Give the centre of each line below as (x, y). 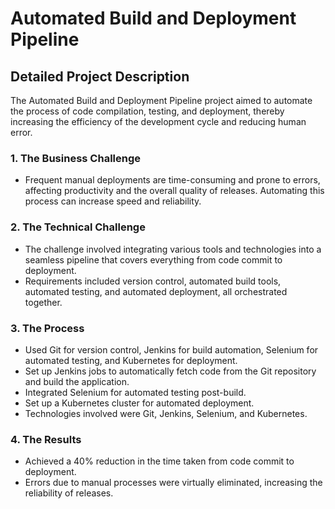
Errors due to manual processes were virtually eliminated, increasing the (173, 483)
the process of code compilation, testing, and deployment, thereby (147, 111)
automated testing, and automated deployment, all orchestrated (156, 291)
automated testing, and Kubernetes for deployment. (131, 360)
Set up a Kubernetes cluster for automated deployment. (139, 403)
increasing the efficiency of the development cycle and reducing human (158, 121)
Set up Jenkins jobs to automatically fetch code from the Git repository (170, 371)
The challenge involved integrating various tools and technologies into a (173, 249)
